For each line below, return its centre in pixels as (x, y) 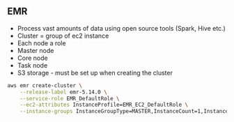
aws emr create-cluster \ (45, 85)
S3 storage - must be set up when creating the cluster (95, 73)
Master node (36, 50)
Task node (32, 65)
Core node (32, 58)
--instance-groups (46, 112)
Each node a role (41, 43)
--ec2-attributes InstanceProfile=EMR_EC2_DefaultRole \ (104, 105)
